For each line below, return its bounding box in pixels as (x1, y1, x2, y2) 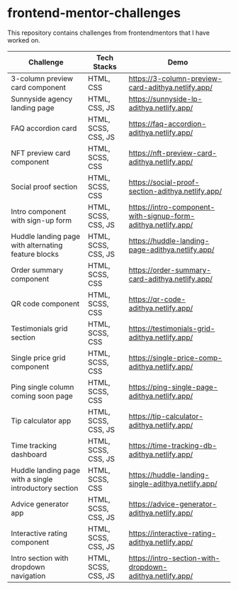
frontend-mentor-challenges (7, 5, 181, 21)
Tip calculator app (11, 416, 72, 425)
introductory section (11, 483, 79, 493)
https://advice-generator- (128, 499, 217, 508)
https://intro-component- (128, 202, 215, 212)
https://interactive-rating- (128, 528, 217, 538)
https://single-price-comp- (128, 352, 222, 362)
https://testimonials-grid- (128, 323, 215, 333)
